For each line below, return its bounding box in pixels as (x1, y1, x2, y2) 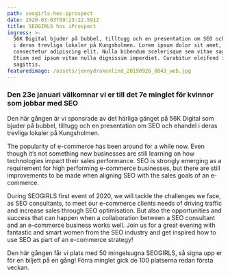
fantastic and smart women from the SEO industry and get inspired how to (7, 228, 217, 237)
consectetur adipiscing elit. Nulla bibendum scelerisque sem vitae (13, 49, 213, 56)
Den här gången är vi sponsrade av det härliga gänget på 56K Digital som (7, 114, 214, 122)
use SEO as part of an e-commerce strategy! (7, 235, 133, 243)
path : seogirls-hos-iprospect (7, 10, 94, 17)
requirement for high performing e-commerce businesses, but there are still (7, 164, 220, 172)
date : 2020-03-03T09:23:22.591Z (7, 16, 99, 23)
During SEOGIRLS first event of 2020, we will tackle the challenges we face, (7, 191, 221, 200)
